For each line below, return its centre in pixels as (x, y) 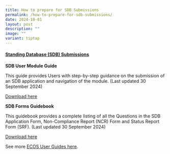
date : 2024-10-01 (24, 19)
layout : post (19, 24)
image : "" (16, 34)
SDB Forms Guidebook (30, 106)
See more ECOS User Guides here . (42, 147)
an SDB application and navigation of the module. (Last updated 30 (76, 81)
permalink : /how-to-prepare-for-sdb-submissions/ (59, 15)
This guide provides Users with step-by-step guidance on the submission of (85, 76)
